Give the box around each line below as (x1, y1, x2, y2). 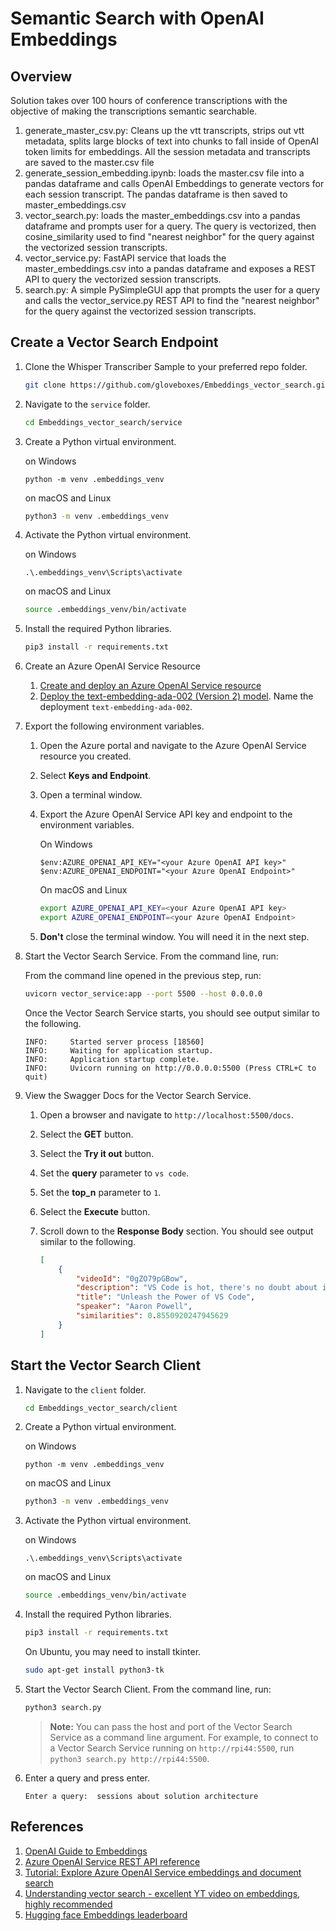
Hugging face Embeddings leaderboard (24, 1908, 188, 1921)
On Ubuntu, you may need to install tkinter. (24, 1646, 202, 1657)
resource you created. (39, 750, 132, 762)
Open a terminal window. (39, 789, 143, 801)
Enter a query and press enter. (24, 1772, 151, 1784)
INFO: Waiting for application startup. (24, 1045, 214, 1056)
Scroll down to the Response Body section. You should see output (39, 1225, 314, 1237)
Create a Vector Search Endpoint (10, 334, 219, 351)
